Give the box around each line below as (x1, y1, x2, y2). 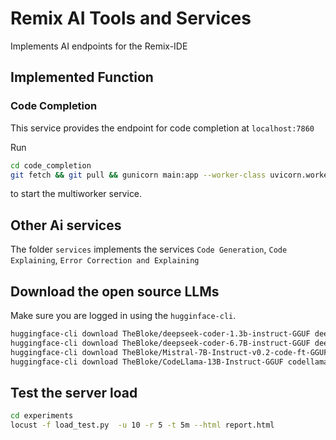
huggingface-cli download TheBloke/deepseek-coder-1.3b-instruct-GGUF (10, 329, 311, 339)
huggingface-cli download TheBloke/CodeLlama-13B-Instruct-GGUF (10, 357, 284, 367)
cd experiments (10, 411, 74, 421)
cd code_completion (10, 160, 92, 171)
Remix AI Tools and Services (10, 7, 252, 30)
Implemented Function (10, 69, 154, 86)
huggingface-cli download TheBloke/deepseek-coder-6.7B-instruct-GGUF (10, 338, 311, 348)
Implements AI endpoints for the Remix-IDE (10, 40, 188, 52)
